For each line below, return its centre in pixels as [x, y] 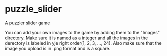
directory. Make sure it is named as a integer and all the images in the [77, 38]
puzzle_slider [34, 9]
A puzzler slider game [28, 23]
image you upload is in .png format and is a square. [58, 48]
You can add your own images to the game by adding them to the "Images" [82, 32]
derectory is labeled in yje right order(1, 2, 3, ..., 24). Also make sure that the [83, 43]
